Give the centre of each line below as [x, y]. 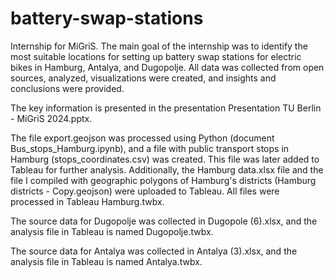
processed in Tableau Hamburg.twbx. [87, 201]
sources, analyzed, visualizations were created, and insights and [143, 78]
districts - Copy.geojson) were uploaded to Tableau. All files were [145, 191]
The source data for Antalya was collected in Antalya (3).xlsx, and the [154, 251]
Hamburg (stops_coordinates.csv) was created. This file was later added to [165, 159]
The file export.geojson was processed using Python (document [142, 138]
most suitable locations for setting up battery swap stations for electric [156, 56]
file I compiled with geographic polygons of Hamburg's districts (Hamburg [163, 180]
